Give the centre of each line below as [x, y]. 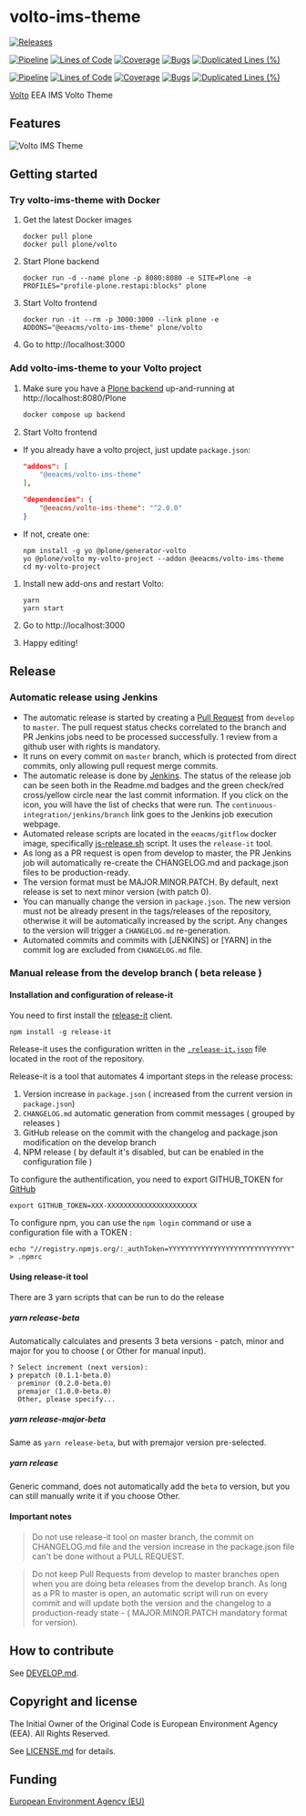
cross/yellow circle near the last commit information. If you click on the [155, 795]
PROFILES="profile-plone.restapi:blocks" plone [114, 286]
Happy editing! [50, 642]
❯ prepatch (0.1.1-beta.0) [61, 1375]
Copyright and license [74, 1702]
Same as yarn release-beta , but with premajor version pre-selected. [138, 1442]
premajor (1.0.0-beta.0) [65, 1391]
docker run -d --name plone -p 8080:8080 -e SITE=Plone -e [137, 278]
